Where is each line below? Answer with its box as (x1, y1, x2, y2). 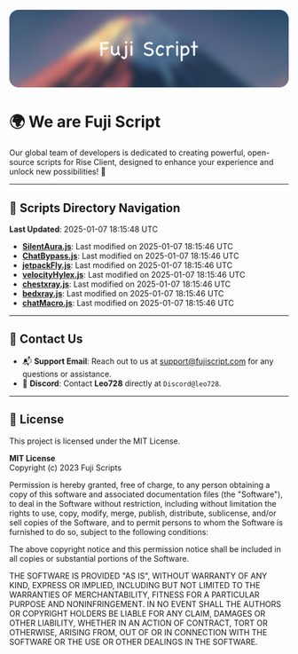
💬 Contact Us (9, 332, 83, 347)
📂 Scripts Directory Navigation (9, 201, 181, 216)
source (9, 157, 35, 168)
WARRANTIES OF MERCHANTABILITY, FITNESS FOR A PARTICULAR (9, 589, 260, 600)
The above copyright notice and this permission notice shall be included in (9, 543, 281, 555)
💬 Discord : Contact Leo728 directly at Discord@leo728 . (21, 378, 222, 389)
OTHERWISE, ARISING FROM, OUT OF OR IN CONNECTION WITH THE (9, 626, 268, 637)
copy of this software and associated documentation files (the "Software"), (9, 489, 284, 500)
